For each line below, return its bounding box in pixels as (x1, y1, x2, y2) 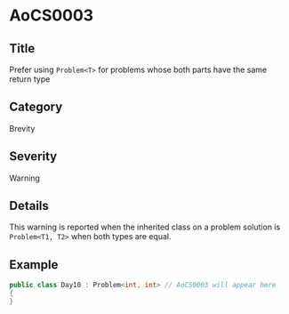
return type (9, 74, 51, 85)
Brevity (9, 123, 36, 133)
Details (9, 198, 49, 213)
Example (9, 257, 59, 272)
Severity (9, 149, 58, 165)
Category (9, 100, 63, 115)
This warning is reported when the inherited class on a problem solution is (9, 221, 281, 232)
